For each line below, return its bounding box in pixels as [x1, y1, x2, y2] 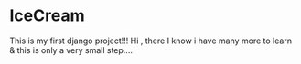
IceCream [9, 5, 85, 26]
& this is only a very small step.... [9, 44, 133, 55]
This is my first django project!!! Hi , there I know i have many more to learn [9, 35, 293, 46]
